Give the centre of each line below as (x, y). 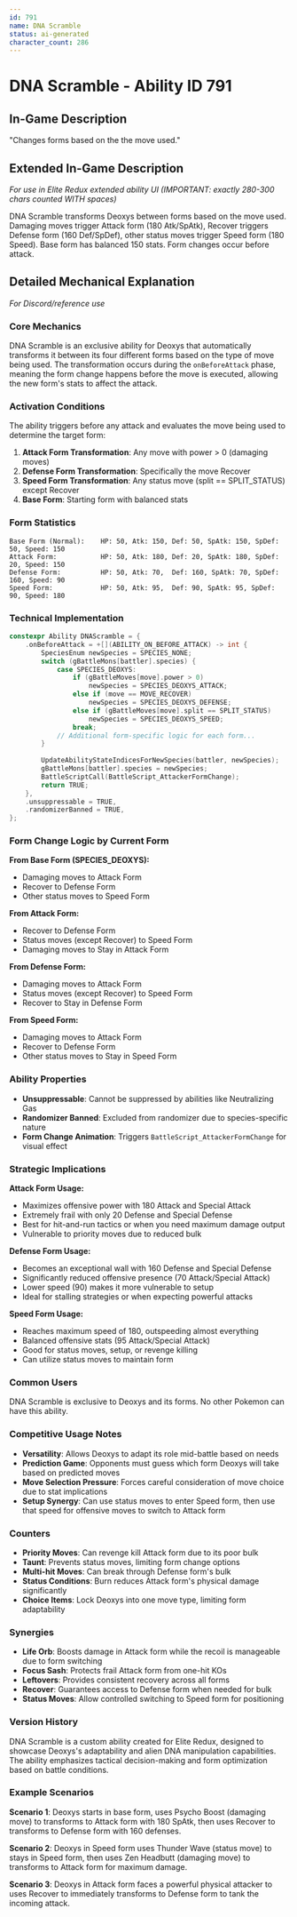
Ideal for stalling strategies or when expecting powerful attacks (137, 1297)
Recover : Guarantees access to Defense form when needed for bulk (147, 1689)
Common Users (43, 1382)
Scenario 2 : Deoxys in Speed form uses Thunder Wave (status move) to (141, 1848)
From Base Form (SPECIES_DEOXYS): (79, 860)
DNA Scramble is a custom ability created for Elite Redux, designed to (137, 1741)
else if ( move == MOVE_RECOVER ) (132, 694)
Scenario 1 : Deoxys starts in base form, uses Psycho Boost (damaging (137, 1812)
